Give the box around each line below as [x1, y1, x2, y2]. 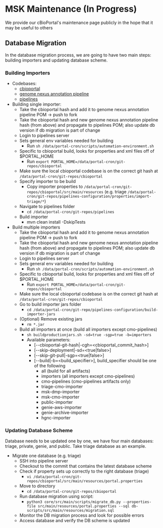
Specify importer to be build [19, 179, 76, 184]
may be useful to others [5, 24, 53, 30]
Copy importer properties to [26, 184, 83, 189]
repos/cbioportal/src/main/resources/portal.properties [26, 479, 143, 484]
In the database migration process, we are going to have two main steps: [5, 52, 151, 58]
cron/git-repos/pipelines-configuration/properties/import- [26, 194, 152, 199]
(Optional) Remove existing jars [19, 316, 82, 322]
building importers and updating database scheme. [5, 57, 108, 63]
